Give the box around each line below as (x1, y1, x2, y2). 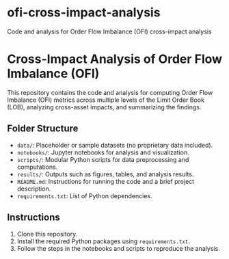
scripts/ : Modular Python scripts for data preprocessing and (16, 155, 189, 163)
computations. (16, 163, 58, 171)
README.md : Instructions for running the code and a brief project (16, 177, 195, 185)
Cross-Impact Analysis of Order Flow (7, 51, 223, 67)
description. (16, 185, 51, 193)
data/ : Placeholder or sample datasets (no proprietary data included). (16, 141, 213, 149)
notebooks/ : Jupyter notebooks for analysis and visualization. (16, 148, 189, 156)
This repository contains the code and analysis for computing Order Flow (7, 88, 213, 96)
